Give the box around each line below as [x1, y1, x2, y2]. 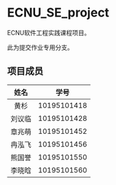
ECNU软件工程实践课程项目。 [7, 28, 91, 37]
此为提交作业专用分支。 [7, 43, 73, 51]
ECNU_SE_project [7, 5, 110, 21]
